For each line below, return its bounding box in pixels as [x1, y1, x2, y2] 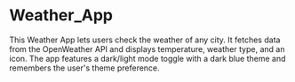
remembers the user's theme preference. [9, 63, 160, 73]
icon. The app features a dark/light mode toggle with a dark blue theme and [9, 53, 286, 63]
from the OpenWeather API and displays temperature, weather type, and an [9, 43, 285, 54]
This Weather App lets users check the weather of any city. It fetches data [9, 34, 281, 45]
